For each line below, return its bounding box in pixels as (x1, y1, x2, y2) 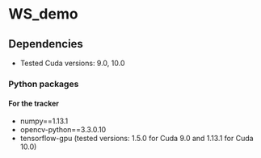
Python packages (8, 78, 79, 89)
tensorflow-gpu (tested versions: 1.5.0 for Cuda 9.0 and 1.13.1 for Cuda (19, 134, 254, 143)
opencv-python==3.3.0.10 (19, 125, 107, 135)
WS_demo (8, 5, 78, 23)
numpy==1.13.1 (19, 116, 69, 126)
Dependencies (8, 37, 83, 51)
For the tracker (8, 98, 59, 108)
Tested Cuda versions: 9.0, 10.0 (19, 58, 125, 68)
